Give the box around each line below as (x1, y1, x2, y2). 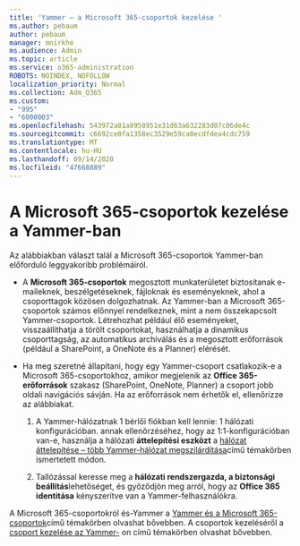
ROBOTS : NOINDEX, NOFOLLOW (9, 72, 110, 81)
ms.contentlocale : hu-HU (9, 146, 102, 155)
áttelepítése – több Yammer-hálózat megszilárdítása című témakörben (35, 445, 292, 456)
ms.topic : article (9, 55, 78, 64)
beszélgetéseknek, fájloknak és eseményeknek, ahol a (64, 286, 266, 297)
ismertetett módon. (35, 454, 107, 465)
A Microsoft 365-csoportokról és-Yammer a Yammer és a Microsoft (9, 508, 258, 519)
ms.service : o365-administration (9, 64, 134, 73)
